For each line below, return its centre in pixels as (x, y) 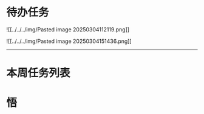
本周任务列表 (39, 73)
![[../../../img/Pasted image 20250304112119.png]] (68, 29)
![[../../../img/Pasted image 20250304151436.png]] (69, 41)
